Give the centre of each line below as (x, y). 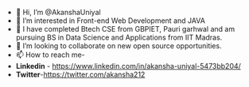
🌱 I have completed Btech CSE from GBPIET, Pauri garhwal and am (125, 29)
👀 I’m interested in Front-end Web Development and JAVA (110, 21)
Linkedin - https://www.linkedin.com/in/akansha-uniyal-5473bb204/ (128, 66)
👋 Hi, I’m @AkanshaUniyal (58, 12)
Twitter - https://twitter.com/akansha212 (80, 74)
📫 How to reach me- (50, 55)
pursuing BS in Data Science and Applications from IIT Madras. (119, 37)
